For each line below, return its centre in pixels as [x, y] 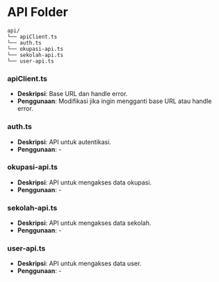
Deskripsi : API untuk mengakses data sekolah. [84, 223]
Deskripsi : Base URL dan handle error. [72, 94]
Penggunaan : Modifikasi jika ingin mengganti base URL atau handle [114, 101]
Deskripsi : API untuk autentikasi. [64, 142]
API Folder [38, 12]
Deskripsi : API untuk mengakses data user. [79, 264]
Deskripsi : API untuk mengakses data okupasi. [84, 182]
